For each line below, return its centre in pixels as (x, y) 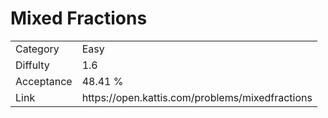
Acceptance (44, 81)
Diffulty (32, 65)
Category (37, 49)
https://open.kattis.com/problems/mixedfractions (197, 97)
